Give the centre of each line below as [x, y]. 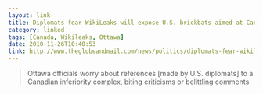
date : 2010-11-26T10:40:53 [52, 44]
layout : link [29, 15]
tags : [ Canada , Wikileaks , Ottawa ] [66, 37]
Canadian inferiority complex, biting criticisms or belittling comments [138, 82]
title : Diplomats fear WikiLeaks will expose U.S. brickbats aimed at [126, 23]
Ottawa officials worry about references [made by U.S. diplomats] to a [140, 73]
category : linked [36, 30]
